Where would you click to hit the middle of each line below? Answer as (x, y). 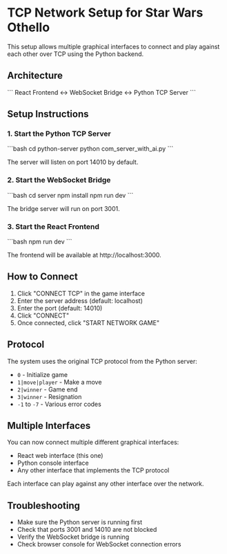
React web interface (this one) (60, 456)
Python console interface (53, 463)
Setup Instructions (48, 114)
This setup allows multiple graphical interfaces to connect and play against (113, 46)
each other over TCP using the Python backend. (76, 54)
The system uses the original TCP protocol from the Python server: (102, 361)
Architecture (35, 76)
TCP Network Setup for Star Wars (105, 13)
